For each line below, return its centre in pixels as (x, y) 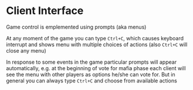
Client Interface (45, 11)
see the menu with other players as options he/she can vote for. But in (91, 74)
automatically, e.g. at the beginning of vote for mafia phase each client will (96, 68)
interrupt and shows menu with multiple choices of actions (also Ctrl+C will (97, 44)
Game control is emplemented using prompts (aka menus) (76, 27)
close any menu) (26, 50)
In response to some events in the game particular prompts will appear (92, 62)
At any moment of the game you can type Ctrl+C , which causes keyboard (95, 38)
